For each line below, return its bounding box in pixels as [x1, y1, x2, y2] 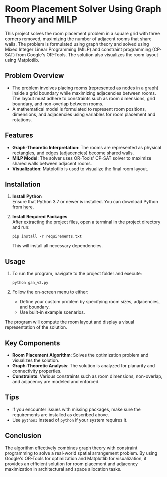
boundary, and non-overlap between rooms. [12, 101, 104, 107]
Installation [5, 180, 41, 188]
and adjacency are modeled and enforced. [12, 379, 100, 384]
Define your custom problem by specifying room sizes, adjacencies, [19, 299, 160, 305]
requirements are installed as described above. [12, 411, 109, 418]
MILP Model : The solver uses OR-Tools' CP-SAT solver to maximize [12, 155, 152, 161]
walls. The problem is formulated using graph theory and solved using [5, 41, 149, 47]
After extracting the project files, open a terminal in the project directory [12, 219, 161, 225]
